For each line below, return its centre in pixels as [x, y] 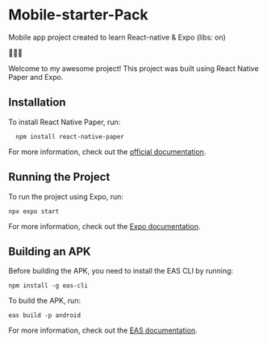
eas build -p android [45, 316]
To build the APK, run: [45, 301]
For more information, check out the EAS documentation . [103, 330]
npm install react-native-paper [70, 136]
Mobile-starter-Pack [79, 15]
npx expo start [34, 211]
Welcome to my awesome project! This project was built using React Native [134, 68]
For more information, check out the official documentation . [107, 152]
